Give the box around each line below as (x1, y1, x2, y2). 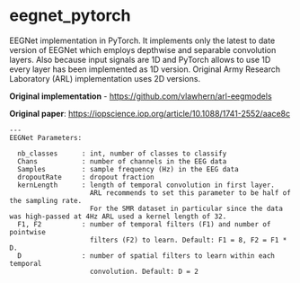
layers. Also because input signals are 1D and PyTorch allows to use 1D (9, 54, 271, 65)
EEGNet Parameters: (9, 133, 83, 142)
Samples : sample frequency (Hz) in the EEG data (17, 164, 240, 173)
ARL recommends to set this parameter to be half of (89, 188, 292, 198)
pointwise (9, 227, 47, 236)
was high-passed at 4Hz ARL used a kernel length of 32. (9, 212, 227, 221)
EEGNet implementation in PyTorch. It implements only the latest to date (9, 35, 276, 46)
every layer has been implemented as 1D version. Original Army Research (9, 64, 281, 75)
